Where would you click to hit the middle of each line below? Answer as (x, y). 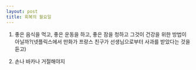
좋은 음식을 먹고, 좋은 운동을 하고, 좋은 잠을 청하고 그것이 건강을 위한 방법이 (100, 34)
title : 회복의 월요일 (29, 17)
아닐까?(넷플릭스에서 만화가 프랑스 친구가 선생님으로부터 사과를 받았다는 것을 (102, 41)
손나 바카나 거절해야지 (40, 61)
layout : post (22, 11)
